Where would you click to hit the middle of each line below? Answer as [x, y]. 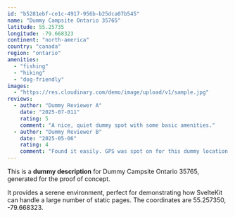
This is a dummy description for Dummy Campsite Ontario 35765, [103, 171]
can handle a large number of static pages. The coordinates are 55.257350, [117, 200]
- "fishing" [31, 66]
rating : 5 [34, 118]
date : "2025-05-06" [49, 138]
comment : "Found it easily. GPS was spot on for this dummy [110, 151]
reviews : [20, 99]
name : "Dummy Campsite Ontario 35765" [64, 20]
